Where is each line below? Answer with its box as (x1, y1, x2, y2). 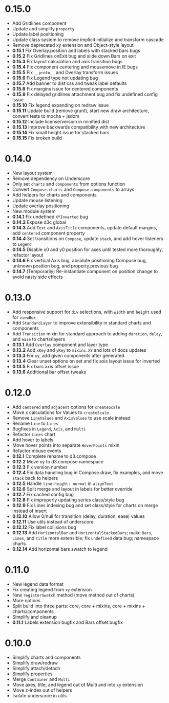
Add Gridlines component (12, 20, 67, 26)
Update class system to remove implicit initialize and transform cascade (12, 37, 164, 43)
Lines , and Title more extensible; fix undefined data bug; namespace (12, 535, 159, 541)
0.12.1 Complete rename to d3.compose (12, 453, 96, 459)
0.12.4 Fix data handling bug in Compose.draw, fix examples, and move (12, 469, 163, 476)
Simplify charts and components (12, 654, 81, 660)
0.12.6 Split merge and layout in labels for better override (12, 485, 133, 492)
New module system (12, 208, 56, 214)
